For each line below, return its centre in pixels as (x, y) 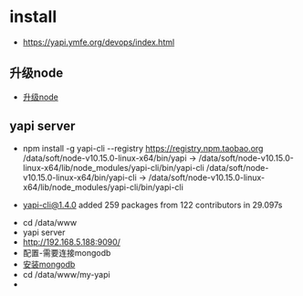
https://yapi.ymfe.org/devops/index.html (99, 42)
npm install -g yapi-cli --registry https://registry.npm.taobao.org (143, 148)
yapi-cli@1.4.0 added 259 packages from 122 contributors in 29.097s (152, 205)
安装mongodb (49, 264)
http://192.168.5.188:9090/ (72, 242)
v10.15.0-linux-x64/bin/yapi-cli (79, 177)
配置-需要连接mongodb (67, 252)
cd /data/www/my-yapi (67, 274)
